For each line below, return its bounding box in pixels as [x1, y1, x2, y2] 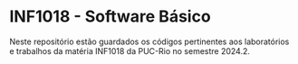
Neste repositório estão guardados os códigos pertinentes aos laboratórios [9, 36, 290, 47]
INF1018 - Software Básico [9, 6, 211, 27]
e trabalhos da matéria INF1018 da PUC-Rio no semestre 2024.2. [9, 45, 251, 56]
